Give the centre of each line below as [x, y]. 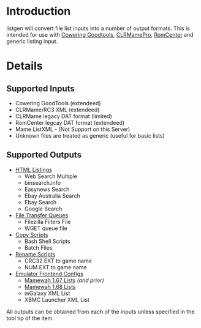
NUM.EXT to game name [55, 267]
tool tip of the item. [30, 318]
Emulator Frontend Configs [49, 274]
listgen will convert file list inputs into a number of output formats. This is [98, 28]
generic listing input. [32, 41]
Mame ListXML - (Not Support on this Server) [73, 129]
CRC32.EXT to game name [58, 261]
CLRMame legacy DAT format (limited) [63, 116]
